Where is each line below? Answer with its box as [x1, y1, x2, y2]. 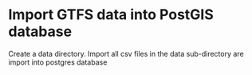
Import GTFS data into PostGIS [8, 6, 214, 24]
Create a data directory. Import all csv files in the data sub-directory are [8, 49, 245, 58]
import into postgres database [8, 57, 108, 67]
